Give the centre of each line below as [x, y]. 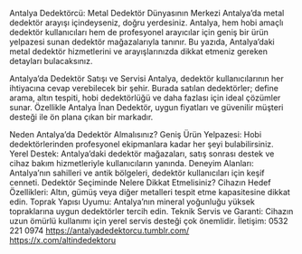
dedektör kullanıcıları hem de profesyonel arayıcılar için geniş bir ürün [139, 32]
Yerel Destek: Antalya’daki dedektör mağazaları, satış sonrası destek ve [142, 154]
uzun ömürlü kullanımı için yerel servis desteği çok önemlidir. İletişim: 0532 [149, 221]
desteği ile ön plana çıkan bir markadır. [81, 117]
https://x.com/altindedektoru [63, 240]
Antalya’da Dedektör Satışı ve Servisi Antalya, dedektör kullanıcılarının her [147, 79]
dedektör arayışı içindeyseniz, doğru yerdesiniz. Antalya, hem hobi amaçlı [146, 23]
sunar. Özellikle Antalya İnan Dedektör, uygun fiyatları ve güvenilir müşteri [146, 107]
